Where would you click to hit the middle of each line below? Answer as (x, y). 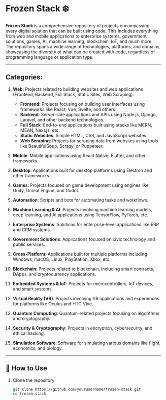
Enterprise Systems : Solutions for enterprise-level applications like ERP (86, 224)
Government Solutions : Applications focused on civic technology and (84, 239)
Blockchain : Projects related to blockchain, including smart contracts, (83, 269)
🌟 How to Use (26, 368)
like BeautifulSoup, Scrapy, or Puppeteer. (62, 146)
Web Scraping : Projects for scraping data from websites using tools (89, 141)
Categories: (24, 77)
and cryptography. (32, 319)
